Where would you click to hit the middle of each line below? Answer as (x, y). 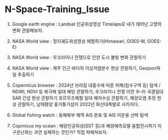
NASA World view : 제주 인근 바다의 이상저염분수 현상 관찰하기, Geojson (84, 68)
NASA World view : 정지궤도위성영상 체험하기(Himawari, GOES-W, (79, 41)
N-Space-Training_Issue (57, 9)
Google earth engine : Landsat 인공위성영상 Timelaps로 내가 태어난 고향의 (87, 24)
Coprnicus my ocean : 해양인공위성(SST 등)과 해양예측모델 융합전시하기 (84, 126)
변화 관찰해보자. (28, 30)
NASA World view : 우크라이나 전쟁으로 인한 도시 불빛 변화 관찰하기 (79, 57)
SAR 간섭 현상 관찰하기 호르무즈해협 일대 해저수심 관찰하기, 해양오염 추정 (84, 98)
